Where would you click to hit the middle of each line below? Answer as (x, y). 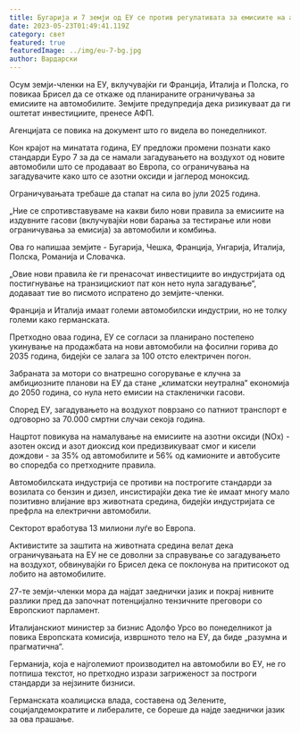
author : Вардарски (43, 59)
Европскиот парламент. (54, 610)
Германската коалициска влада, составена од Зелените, (118, 700)
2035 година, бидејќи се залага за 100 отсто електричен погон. (130, 356)
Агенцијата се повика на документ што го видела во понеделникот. (138, 130)
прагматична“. (37, 646)
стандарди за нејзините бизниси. (72, 683)
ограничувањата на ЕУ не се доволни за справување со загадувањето (145, 555)
